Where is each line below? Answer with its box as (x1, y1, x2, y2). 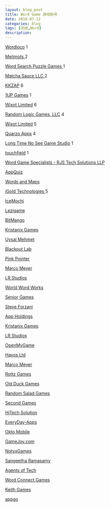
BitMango (5, 217, 25, 223)
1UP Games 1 (5, 92, 32, 98)
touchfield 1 (5, 150, 29, 155)
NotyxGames (5, 448, 32, 454)
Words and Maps (5, 179, 40, 184)
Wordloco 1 (5, 44, 28, 50)
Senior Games (5, 294, 34, 300)
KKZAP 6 (5, 82, 24, 88)
